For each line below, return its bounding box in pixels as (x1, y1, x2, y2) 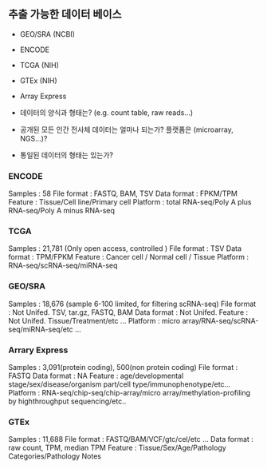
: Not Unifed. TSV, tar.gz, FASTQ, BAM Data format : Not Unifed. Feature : (8, 307, 249, 317)
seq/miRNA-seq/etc (8, 324, 73, 334)
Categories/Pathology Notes (8, 451, 102, 461)
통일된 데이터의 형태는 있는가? (19, 150, 114, 160)
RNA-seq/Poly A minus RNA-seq (8, 206, 116, 216)
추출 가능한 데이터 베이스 (8, 7, 122, 22)
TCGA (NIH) (19, 60, 60, 70)
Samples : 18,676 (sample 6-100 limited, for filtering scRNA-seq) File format (8, 299, 257, 308)
